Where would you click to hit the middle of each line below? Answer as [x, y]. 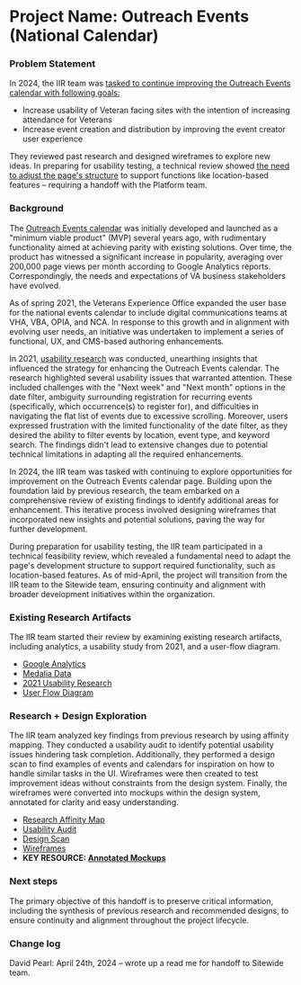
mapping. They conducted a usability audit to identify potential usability [142, 745]
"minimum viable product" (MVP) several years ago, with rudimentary [138, 237]
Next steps [34, 882]
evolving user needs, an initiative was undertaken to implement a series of [147, 331]
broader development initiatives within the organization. [112, 594]
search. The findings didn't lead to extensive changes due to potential [138, 444]
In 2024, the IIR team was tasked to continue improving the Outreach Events [150, 84]
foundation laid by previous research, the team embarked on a [124, 490]
